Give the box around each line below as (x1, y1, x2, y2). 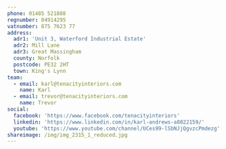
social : (7, 106, 30, 113)
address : (7, 29, 32, 36)
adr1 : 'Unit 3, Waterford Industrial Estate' (13, 36, 147, 43)
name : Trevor (19, 100, 57, 106)
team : (7, 73, 23, 81)
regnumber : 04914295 (7, 16, 67, 23)
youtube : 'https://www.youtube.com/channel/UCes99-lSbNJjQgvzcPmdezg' (13, 125, 220, 132)
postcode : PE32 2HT (13, 61, 70, 68)
